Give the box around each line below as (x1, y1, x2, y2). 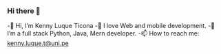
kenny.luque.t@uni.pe (7, 39, 69, 47)
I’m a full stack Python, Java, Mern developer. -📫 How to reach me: (7, 29, 200, 38)
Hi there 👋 (7, 6, 41, 16)
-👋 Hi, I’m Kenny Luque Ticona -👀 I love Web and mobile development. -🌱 (7, 22, 215, 30)
